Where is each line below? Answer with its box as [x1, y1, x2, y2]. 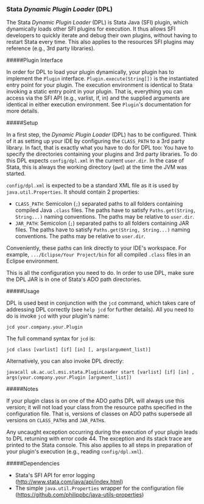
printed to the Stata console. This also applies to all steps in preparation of [6, 442, 193, 449]
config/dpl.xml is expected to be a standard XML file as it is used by [6, 182, 179, 189]
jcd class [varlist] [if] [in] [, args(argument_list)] [6, 347, 151, 353]
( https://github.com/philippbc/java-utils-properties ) [15, 491, 144, 499]
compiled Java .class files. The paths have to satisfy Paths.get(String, [15, 206, 196, 214]
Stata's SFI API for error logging [15, 472, 96, 479]
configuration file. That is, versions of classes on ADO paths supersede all [6, 410, 192, 417]
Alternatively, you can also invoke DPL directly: [6, 357, 124, 365]
